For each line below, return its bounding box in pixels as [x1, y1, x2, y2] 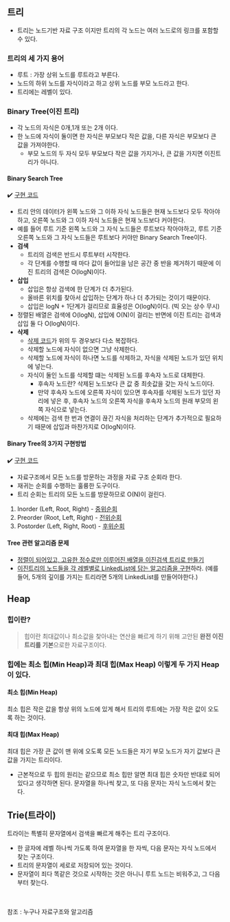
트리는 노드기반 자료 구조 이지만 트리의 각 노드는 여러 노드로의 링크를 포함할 [16, 26, 219, 34]
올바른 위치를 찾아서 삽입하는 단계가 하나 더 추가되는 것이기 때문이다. [27, 293, 211, 302]
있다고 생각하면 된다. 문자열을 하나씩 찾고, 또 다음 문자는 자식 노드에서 [16, 779, 204, 787]
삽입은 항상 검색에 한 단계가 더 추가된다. [27, 284, 134, 293]
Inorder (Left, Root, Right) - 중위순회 [16, 505, 118, 513]
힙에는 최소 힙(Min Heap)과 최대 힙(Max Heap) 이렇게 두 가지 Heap [7, 660, 220, 669]
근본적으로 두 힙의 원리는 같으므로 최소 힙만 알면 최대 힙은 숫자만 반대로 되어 [16, 771, 221, 779]
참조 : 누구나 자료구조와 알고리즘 [7, 908, 94, 916]
